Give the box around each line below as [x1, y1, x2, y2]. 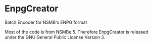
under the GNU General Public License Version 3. [4, 34, 105, 40]
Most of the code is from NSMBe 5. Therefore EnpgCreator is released [4, 29, 149, 35]
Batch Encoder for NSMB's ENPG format [4, 19, 87, 25]
